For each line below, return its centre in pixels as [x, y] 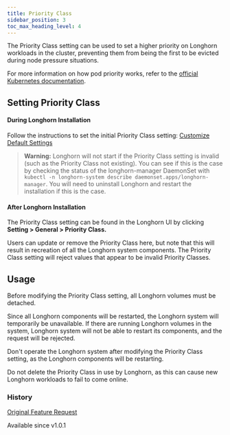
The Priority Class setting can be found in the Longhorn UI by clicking [106, 222]
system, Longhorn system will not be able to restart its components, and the [115, 331]
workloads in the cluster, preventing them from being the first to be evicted [113, 53]
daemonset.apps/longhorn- [172, 177]
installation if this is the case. [65, 191]
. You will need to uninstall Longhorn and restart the [119, 183]
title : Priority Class [39, 13]
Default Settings [30, 142]
